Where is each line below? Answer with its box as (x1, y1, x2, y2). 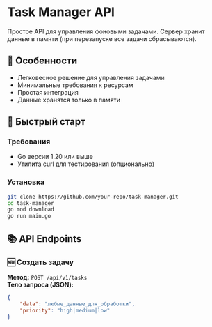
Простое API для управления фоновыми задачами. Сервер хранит (7, 27, 205, 36)
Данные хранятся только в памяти (17, 96, 120, 104)
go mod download (7, 206, 54, 213)
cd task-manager (7, 199, 54, 206)
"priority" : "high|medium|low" (19, 307, 111, 314)
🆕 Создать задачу (7, 257, 74, 267)
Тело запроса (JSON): (7, 280, 74, 289)
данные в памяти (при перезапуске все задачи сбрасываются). (7, 34, 197, 43)
